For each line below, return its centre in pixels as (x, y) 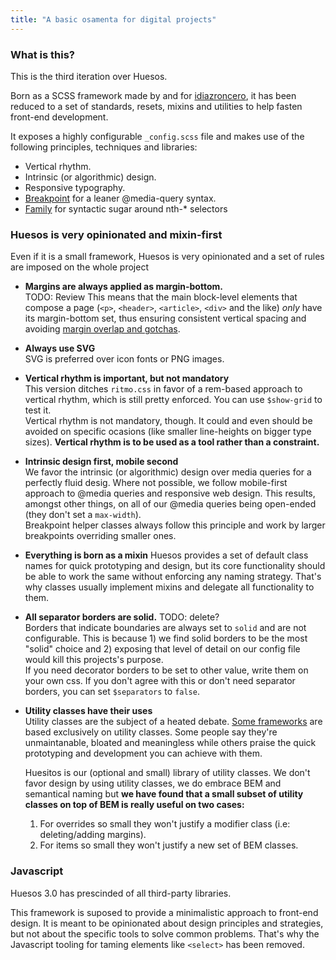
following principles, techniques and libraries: (104, 147)
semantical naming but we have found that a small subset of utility (164, 794)
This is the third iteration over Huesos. (89, 76)
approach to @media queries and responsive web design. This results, (170, 493)
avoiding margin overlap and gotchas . (102, 329)
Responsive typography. (75, 187)
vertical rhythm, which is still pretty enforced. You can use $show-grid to (173, 400)
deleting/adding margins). (93, 835)
